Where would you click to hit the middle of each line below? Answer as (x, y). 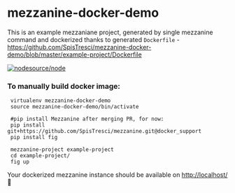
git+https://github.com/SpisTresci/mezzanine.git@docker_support (104, 131)
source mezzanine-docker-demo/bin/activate (74, 107)
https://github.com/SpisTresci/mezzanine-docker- (79, 47)
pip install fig (34, 138)
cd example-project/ (40, 156)
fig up (20, 162)
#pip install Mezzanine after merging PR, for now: (87, 119)
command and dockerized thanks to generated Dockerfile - (93, 39)
